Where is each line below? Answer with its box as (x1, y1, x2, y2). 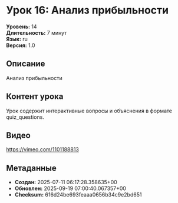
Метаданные (6, 163, 57, 173)
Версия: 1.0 (6, 42, 35, 49)
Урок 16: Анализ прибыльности (6, 4, 169, 17)
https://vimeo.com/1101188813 (6, 146, 80, 153)
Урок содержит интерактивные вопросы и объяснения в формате (6, 107, 173, 114)
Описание (6, 59, 45, 69)
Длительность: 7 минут (6, 29, 67, 36)
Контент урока (6, 92, 64, 102)
